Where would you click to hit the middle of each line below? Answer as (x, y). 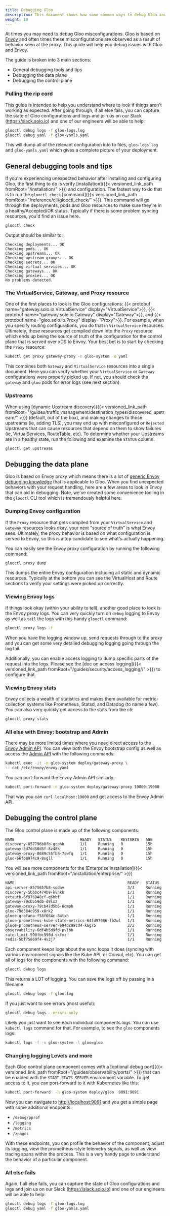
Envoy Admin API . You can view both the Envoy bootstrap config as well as (83, 748)
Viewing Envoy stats (31, 688)
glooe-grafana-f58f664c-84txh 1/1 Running (83, 916)
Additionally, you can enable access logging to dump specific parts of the (82, 658)
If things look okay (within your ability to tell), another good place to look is (83, 607)
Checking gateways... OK (31, 271)
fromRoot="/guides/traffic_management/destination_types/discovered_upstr (85, 412)
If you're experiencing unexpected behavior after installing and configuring (83, 178)
